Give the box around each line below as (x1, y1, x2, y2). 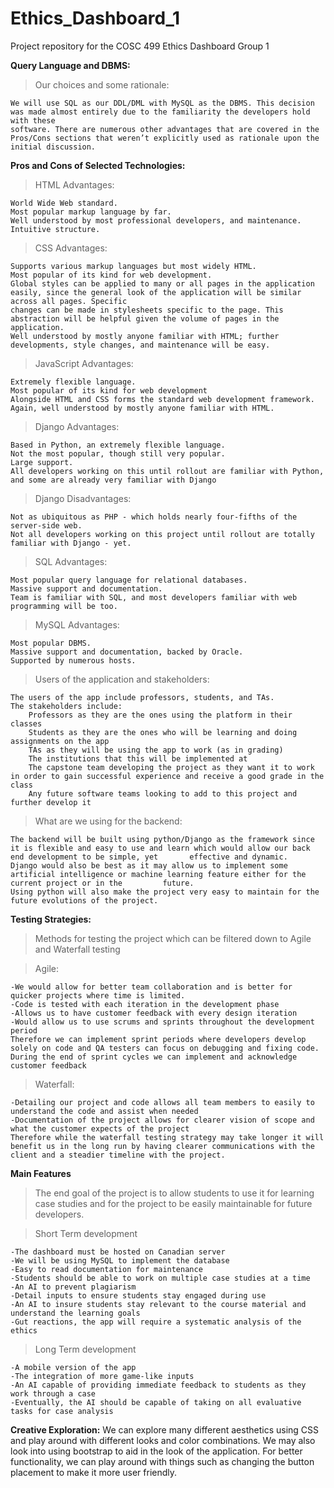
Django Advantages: (34, 420, 120, 432)
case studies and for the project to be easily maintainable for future (34, 1197, 313, 1209)
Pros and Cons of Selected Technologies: (10, 159, 186, 171)
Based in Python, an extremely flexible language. (10, 440, 226, 450)
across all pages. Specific (10, 296, 128, 306)
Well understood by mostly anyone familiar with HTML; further (10, 331, 280, 341)
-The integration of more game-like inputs (10, 1371, 195, 1381)
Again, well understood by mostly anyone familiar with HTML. (10, 403, 275, 413)
